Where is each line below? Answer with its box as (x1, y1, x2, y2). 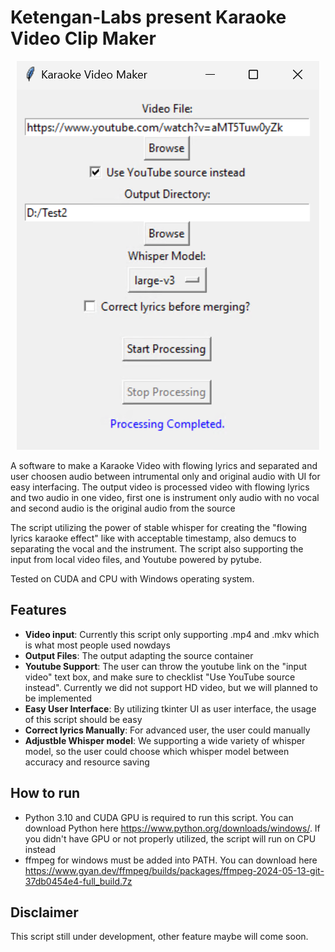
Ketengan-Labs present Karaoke (10, 6, 287, 29)
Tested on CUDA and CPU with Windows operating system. (10, 572, 255, 585)
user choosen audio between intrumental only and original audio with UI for (10, 470, 321, 482)
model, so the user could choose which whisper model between (24, 745, 290, 757)
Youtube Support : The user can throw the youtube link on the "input (24, 660, 308, 672)
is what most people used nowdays (24, 639, 171, 651)
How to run (10, 785, 81, 802)
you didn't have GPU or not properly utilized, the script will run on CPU (24, 832, 317, 845)
